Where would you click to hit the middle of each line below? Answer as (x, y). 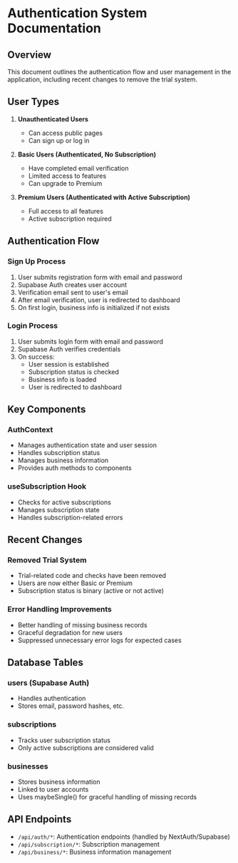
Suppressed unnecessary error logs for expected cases (99, 640)
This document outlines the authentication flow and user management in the (119, 72)
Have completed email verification (79, 168)
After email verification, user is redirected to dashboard (99, 300)
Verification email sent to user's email (73, 292)
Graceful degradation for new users (70, 632)
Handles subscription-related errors (70, 517)
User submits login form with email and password (90, 341)
